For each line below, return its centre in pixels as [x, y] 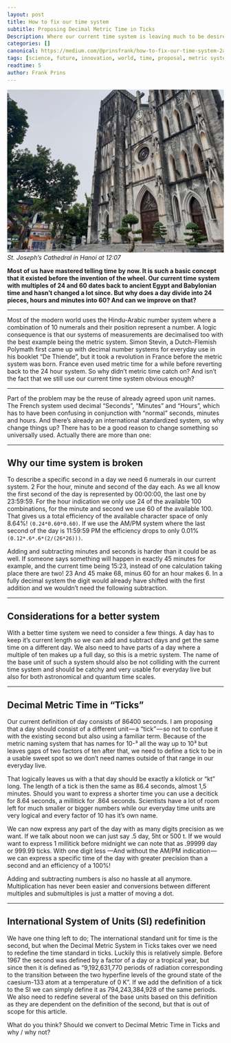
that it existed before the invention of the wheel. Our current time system [113, 278]
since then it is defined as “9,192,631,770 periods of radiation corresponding [115, 967]
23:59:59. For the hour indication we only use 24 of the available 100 [104, 502]
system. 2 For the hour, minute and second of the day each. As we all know [114, 487]
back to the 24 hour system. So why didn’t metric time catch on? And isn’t [112, 371]
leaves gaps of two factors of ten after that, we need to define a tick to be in [115, 751]
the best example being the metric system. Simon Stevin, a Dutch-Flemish [112, 342]
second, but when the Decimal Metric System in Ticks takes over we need [112, 945]
